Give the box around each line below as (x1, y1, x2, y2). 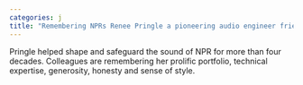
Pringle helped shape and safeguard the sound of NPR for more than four (9, 46, 282, 56)
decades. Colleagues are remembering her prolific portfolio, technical (9, 55, 268, 66)
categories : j (9, 13, 63, 22)
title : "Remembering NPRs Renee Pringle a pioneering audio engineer (9, 21, 277, 30)
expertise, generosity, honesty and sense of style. (9, 64, 196, 76)
